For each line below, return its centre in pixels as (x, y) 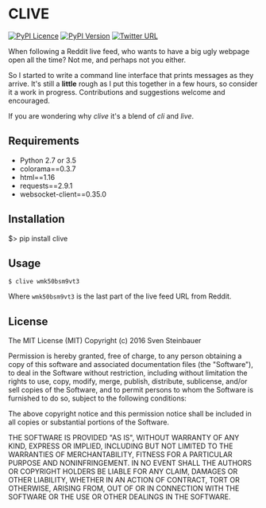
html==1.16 (37, 177)
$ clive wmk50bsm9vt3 (44, 282)
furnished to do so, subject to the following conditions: (97, 398)
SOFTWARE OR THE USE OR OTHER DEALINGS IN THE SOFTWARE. (120, 497)
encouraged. (29, 100)
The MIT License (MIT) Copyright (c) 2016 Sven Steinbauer (105, 341)
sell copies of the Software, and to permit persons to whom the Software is (131, 390)
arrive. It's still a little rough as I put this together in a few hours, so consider (133, 84)
